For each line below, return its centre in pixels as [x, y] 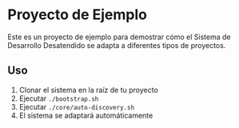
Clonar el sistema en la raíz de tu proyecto [89, 90]
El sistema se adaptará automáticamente [86, 115]
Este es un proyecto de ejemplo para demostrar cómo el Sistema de [119, 37]
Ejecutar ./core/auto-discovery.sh [77, 106]
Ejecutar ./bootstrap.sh [59, 98]
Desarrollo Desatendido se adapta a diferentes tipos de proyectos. [117, 45]
